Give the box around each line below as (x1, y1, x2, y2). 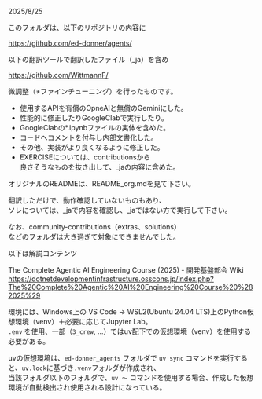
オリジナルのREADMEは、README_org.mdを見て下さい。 (8, 179, 195, 188)
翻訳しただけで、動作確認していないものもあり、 (8, 196, 167, 205)
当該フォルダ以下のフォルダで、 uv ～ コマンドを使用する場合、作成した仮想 (8, 373, 254, 382)
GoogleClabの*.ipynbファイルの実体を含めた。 (19, 123, 171, 132)
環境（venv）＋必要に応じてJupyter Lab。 (14, 317, 153, 326)
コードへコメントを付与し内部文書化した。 (19, 133, 158, 142)
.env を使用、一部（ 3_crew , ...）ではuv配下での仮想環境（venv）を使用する (8, 327, 252, 336)
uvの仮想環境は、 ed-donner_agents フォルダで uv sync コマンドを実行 (8, 353, 234, 362)
